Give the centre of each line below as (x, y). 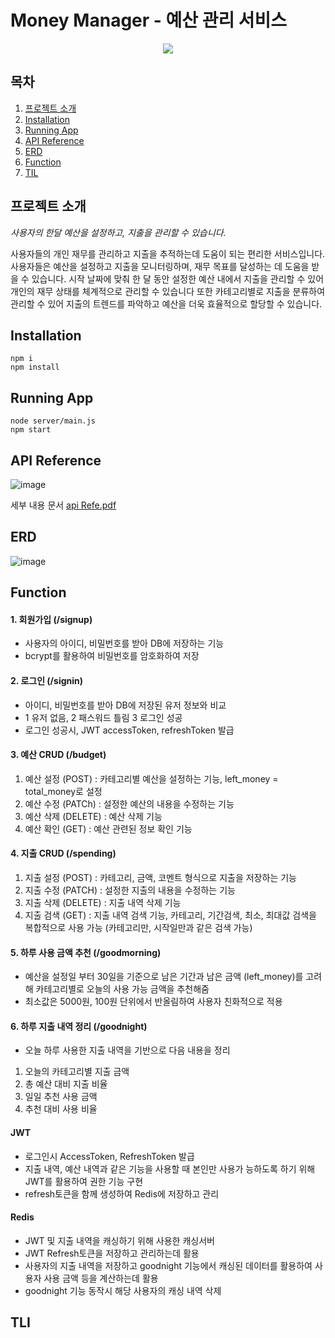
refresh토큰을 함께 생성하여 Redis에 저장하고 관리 (122, 1193)
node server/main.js (53, 421)
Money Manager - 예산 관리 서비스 (149, 20)
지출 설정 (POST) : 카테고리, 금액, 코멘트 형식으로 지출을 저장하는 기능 (160, 878)
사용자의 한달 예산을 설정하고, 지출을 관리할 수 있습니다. (118, 232)
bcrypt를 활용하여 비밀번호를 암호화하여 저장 (112, 656)
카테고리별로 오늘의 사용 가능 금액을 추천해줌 (122, 989)
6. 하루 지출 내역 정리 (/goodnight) (79, 1026)
